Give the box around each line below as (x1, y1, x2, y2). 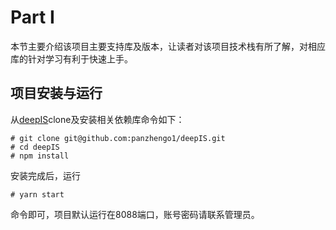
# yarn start (10, 189, 65, 200)
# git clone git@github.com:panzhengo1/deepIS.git (10, 133, 226, 143)
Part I (10, 6, 55, 29)
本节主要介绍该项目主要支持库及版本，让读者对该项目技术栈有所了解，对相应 (10, 40, 326, 52)
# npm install (10, 151, 70, 161)
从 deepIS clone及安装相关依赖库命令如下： (10, 113, 185, 125)
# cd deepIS (10, 142, 60, 152)
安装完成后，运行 (10, 169, 81, 181)
